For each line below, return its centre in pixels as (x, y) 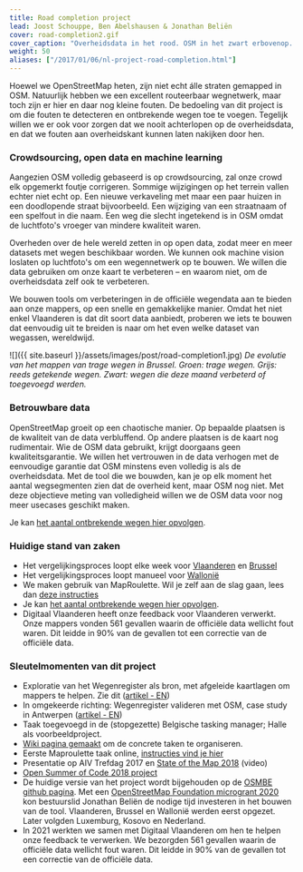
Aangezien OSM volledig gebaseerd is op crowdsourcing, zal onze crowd (146, 177)
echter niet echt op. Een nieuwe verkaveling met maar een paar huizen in (146, 197)
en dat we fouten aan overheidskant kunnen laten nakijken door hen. (137, 134)
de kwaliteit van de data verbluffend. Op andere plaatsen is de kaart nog (144, 437)
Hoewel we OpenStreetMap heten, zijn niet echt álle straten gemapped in (146, 86)
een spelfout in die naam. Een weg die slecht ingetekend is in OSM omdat (146, 216)
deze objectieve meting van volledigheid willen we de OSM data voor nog (146, 495)
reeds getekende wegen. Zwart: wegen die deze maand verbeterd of (138, 375)
